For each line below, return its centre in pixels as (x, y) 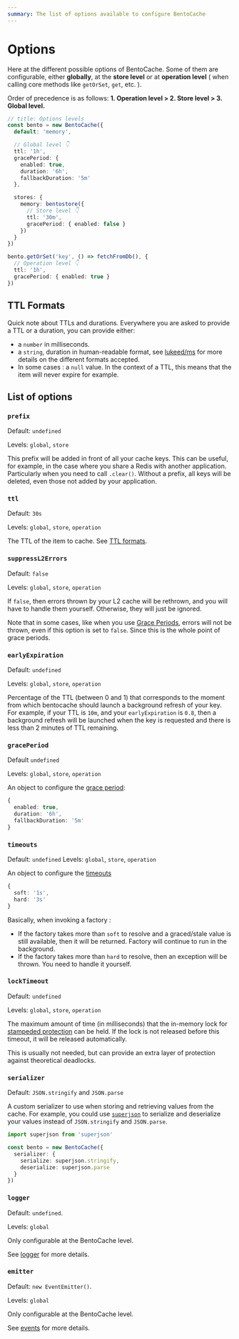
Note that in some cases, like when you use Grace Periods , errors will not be (119, 622)
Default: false (28, 573)
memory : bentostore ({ (52, 204)
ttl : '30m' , (44, 217)
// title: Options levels (46, 118)
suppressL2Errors (37, 559)
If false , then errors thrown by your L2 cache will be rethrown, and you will (118, 601)
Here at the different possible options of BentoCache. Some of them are (113, 69)
